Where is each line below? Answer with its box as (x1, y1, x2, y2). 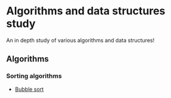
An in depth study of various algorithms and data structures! (6, 36, 155, 44)
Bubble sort (14, 85, 44, 93)
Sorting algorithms (6, 72, 62, 80)
